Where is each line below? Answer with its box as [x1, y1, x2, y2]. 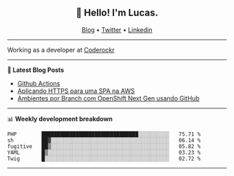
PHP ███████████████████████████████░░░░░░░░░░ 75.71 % [7, 131, 201, 138]
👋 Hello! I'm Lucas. [75, 7, 159, 19]
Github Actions [17, 79, 61, 87]
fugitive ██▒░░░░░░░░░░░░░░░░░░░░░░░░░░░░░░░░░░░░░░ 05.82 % [7, 142, 201, 150]
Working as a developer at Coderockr [7, 45, 115, 54]
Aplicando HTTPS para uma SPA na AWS [17, 87, 135, 95]
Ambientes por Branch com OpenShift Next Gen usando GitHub [17, 94, 200, 102]
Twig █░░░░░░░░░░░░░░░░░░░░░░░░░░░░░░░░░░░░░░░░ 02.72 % [7, 155, 201, 162]
